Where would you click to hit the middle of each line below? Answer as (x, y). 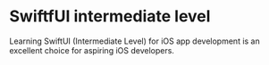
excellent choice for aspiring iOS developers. (92, 50)
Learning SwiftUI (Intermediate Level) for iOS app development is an (135, 41)
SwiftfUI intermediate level (110, 16)
